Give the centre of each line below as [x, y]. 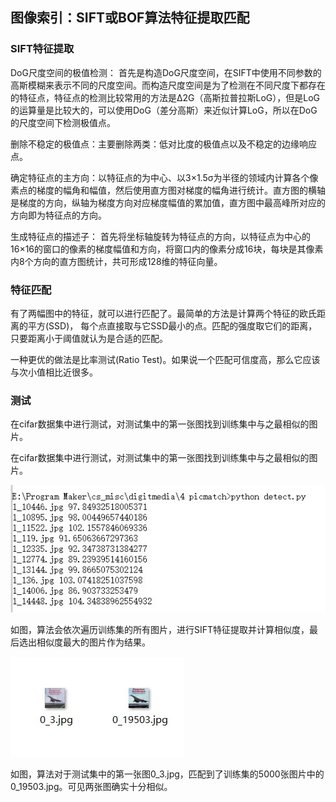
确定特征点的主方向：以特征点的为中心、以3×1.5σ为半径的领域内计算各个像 [164, 177]
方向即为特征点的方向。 [58, 215]
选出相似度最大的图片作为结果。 [84, 642]
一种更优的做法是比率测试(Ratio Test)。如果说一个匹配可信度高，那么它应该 [165, 359]
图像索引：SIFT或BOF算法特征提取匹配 [130, 18]
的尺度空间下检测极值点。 [63, 122]
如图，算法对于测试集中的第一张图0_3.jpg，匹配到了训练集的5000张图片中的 [167, 774]
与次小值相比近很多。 [54, 372]
